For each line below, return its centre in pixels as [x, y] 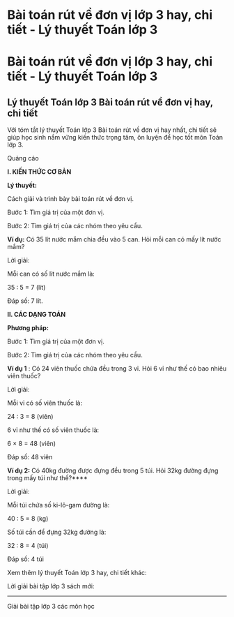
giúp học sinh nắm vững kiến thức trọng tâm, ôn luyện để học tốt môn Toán [115, 137]
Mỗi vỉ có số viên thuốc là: [45, 403]
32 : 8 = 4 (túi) [28, 546]
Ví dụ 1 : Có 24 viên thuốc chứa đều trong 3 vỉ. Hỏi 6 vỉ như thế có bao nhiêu [117, 369]
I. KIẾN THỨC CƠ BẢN [39, 172]
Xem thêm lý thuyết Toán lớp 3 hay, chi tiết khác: [77, 573]
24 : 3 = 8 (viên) [30, 417]
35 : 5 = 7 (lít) [26, 288]
